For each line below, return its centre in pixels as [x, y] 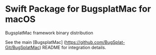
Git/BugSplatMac [22, 47]
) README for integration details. [73, 47]
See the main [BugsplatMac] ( [35, 42]
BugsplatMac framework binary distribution [49, 33]
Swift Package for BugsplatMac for [78, 9]
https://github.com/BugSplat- [95, 42]
